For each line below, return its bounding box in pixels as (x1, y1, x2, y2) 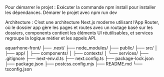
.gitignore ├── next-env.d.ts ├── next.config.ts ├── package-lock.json (5, 55, 154, 61)
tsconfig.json (5, 66, 32, 72)
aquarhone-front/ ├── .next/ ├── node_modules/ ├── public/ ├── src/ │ (5, 45, 158, 50)
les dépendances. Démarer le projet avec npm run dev (5, 9, 117, 15)
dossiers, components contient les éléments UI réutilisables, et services (5, 30, 153, 35)
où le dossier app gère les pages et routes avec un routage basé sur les (5, 24, 153, 30)
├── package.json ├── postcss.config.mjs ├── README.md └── (5, 61, 142, 66)
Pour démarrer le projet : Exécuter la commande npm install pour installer (5, 4, 156, 10)
